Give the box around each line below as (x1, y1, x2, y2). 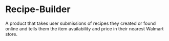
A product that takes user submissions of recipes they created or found (5, 20, 156, 26)
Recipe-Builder (5, 4, 71, 15)
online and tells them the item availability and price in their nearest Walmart (5, 25, 164, 31)
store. (5, 31, 18, 37)
